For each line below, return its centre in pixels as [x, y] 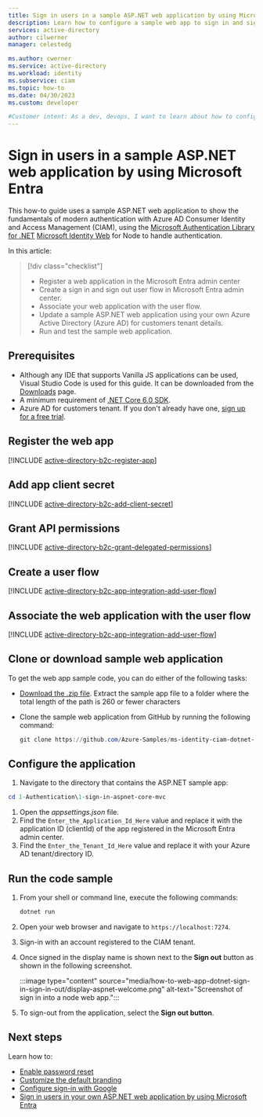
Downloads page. [48, 391]
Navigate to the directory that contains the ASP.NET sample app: [124, 783]
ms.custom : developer [43, 103]
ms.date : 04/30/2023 [42, 95]
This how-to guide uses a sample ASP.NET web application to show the [123, 211]
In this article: [30, 251]
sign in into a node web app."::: [69, 997]
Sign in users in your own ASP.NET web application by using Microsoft [133, 1097]
